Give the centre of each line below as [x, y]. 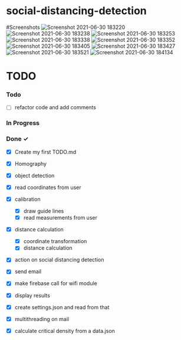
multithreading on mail [42, 319]
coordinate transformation [55, 241]
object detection [34, 175]
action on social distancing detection [59, 260]
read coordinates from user [48, 187]
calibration [27, 199]
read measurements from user [60, 218]
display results [32, 295]
